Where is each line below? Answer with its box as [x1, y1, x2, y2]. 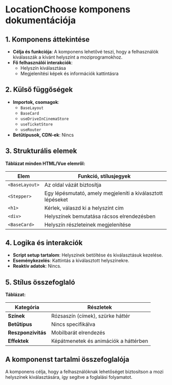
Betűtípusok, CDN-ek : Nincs [12, 132, 74, 138]
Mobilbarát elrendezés [51, 329, 105, 336]
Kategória [14, 304, 39, 311]
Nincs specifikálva [51, 321, 96, 328]
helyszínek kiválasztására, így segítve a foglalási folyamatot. [5, 374, 133, 380]
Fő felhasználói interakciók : [12, 60, 73, 65]
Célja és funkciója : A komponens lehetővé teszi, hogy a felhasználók [12, 49, 159, 54]
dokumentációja [5, 14, 76, 26]
